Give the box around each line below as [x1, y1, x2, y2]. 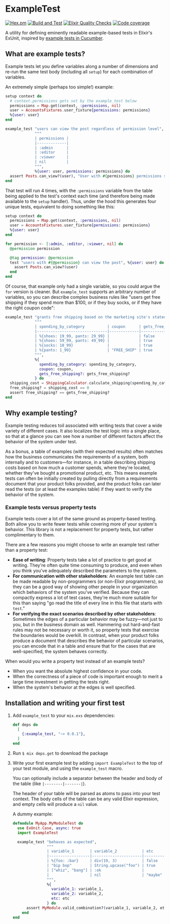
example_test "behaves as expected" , [17, 839, 97, 844]
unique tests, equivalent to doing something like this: [5, 203, 115, 209]
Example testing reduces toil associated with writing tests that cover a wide [5, 422, 162, 429]
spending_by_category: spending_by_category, [39, 362, 137, 367]
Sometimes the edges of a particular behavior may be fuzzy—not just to [12, 616, 163, 622]
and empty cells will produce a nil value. [12, 801, 99, 807]
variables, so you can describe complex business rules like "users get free [5, 294, 160, 300]
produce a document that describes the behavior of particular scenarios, [12, 637, 164, 644]
